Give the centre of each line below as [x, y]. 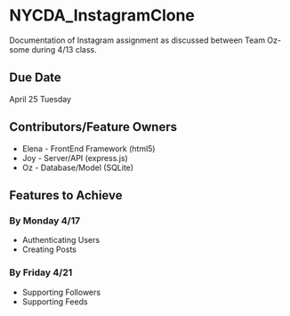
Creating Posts [49, 249]
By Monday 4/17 [45, 221]
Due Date [36, 78]
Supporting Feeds [55, 301]
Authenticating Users [61, 240]
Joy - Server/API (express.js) [75, 158]
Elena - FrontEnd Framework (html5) [89, 149]
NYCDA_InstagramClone [102, 16]
